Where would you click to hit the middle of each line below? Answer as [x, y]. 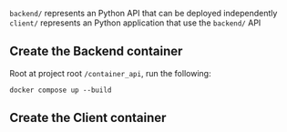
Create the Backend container [96, 51]
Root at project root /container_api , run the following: [110, 73]
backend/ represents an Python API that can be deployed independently [143, 13]
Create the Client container [88, 118]
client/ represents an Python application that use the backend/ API [135, 23]
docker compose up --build [61, 90]
